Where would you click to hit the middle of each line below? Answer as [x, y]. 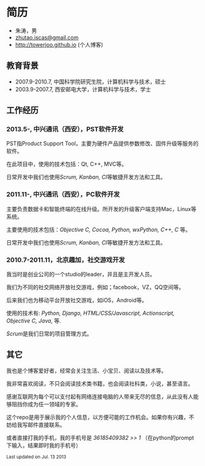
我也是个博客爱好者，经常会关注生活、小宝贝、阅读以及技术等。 [86, 370]
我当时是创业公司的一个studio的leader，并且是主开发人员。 [81, 274]
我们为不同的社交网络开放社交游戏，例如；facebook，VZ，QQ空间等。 [95, 287]
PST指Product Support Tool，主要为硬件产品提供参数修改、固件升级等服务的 [103, 143]
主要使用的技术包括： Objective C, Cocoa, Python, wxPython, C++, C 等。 [99, 229]
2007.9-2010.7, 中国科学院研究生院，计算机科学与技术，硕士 [91, 81]
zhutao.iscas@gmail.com [47, 37]
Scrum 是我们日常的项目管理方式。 [49, 334]
